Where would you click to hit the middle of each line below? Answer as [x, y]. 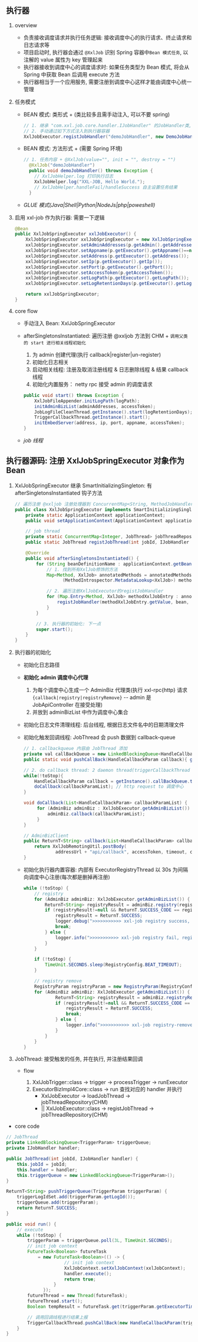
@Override [37, 553]
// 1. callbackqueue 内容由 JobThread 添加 [75, 749]
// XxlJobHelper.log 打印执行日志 [74, 176]
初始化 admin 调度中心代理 [56, 678]
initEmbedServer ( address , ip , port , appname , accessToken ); [110, 423]
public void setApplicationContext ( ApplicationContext [94, 520]
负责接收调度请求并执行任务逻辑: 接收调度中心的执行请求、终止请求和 [108, 37]
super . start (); [55, 629]
